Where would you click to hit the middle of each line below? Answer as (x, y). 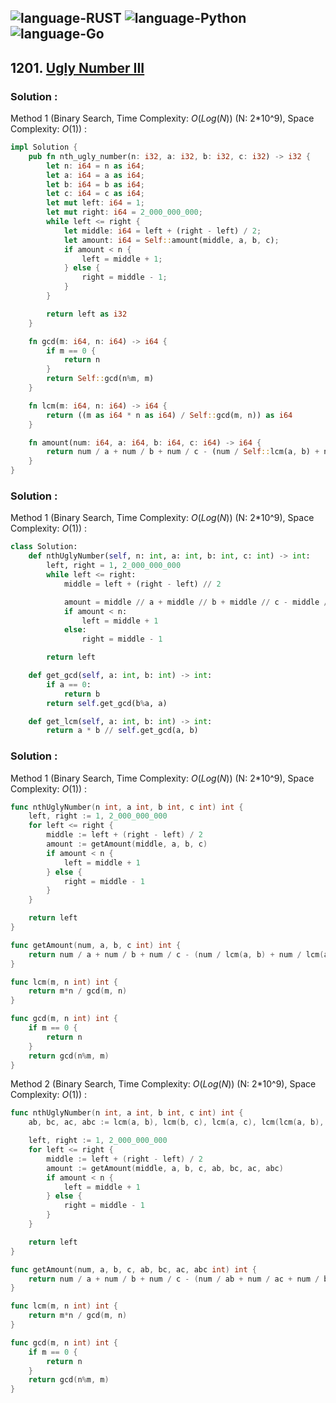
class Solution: (44, 547)
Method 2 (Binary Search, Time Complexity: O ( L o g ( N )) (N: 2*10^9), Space (163, 1084)
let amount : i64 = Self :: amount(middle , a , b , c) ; (171, 240)
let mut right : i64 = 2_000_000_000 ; (124, 212)
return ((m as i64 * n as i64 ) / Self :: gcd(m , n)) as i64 (169, 415)
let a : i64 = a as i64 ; (95, 175)
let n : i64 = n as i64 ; (95, 166)
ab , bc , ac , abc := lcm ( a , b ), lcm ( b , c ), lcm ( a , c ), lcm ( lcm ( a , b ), (176, 1122)
